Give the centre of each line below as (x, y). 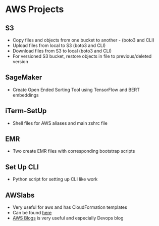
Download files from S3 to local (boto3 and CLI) (62, 51)
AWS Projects (35, 9)
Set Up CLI (22, 167)
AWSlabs (20, 195)
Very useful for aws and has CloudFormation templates (70, 207)
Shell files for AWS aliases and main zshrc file (60, 123)
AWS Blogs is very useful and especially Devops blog (68, 218)
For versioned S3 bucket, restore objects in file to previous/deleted (82, 56)
